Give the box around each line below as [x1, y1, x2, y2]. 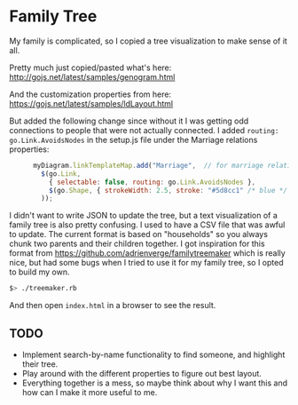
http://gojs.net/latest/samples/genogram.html [9, 71, 176, 82]
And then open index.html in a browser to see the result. [9, 300, 216, 311]
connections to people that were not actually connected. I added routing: [9, 124, 279, 135]
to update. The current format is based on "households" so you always [9, 229, 269, 240]
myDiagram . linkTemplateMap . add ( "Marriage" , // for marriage [32, 161, 264, 170]
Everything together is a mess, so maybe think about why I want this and [21, 377, 288, 388]
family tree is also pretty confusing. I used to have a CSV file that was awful [9, 219, 286, 230]
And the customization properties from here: [9, 89, 171, 99]
